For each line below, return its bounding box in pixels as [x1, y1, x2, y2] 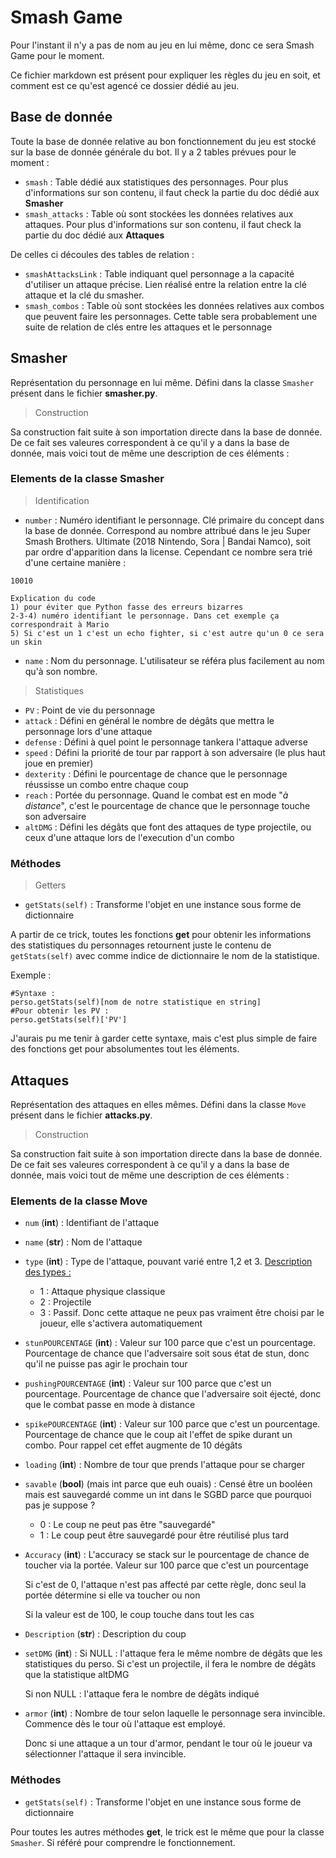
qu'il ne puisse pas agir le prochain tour [24, 1358, 188, 1370]
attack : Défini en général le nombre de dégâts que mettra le [24, 714, 275, 726]
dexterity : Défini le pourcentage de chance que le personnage [24, 767, 288, 780]
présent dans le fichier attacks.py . [10, 1109, 153, 1121]
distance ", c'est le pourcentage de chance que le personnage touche [24, 799, 311, 811]
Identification [34, 494, 90, 506]
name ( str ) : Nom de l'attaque [24, 1236, 143, 1248]
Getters [34, 879, 67, 891]
